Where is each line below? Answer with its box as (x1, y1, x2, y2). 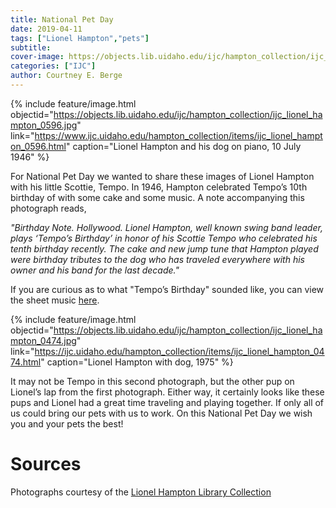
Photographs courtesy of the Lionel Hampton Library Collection (10, 486, 272, 498)
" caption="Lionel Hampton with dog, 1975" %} (40, 356, 234, 368)
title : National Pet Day (10, 14, 114, 25)
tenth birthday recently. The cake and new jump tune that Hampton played (10, 242, 319, 255)
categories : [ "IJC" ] (10, 61, 97, 71)
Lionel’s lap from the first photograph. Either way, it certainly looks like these (10, 386, 325, 398)
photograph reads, (10, 202, 87, 214)
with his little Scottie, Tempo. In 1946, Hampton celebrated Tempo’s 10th (10, 181, 308, 193)
